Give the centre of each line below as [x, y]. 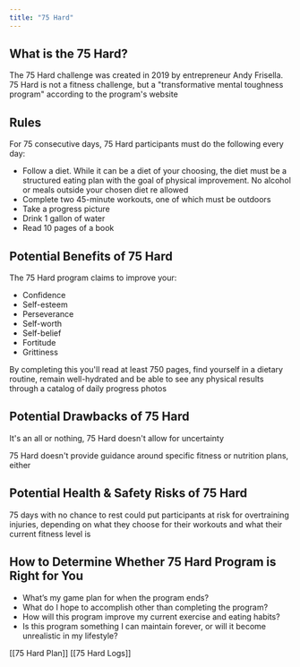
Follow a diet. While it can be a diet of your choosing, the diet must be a [154, 171]
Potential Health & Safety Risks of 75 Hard [129, 493]
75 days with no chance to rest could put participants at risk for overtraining [149, 515]
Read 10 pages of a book [68, 228]
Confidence [44, 295]
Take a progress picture [66, 209]
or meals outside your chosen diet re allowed [105, 190]
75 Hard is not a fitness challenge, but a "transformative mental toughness [146, 85]
